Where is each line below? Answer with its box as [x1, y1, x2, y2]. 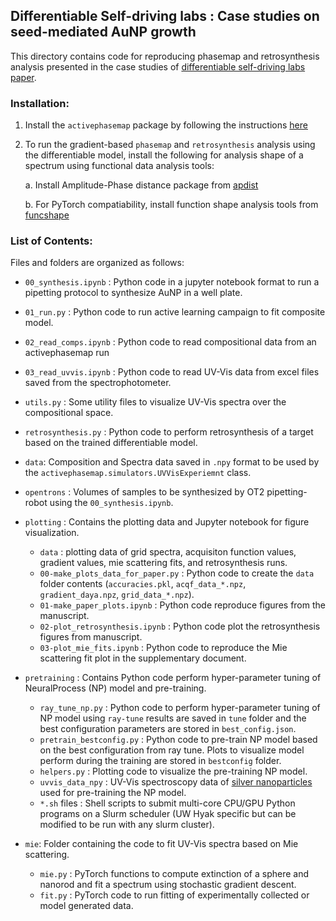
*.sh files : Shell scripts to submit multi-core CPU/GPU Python [39, 797, 296, 809]
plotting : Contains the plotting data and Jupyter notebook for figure [24, 516, 310, 528]
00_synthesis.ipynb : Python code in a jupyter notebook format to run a [24, 276, 320, 288]
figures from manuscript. [39, 631, 143, 643]
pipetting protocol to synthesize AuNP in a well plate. [24, 287, 243, 299]
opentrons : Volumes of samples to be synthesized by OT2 [24, 486, 265, 498]
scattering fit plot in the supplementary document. [39, 652, 247, 664]
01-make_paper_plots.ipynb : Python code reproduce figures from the [39, 599, 326, 611]
